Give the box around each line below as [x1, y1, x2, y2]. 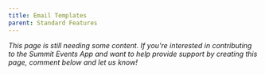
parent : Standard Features [8, 19, 98, 27]
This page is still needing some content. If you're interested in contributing [8, 40, 252, 50]
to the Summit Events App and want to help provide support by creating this [8, 49, 258, 58]
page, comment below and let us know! [8, 57, 138, 67]
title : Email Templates [8, 11, 88, 20]
